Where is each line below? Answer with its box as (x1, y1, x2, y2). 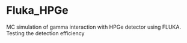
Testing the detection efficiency (6, 29, 85, 36)
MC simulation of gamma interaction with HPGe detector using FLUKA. (6, 23, 182, 30)
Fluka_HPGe (6, 4, 69, 17)
